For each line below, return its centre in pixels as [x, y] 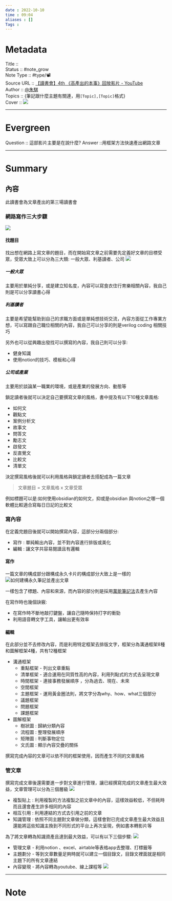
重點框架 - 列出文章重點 [45, 668]
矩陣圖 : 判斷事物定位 [42, 738]
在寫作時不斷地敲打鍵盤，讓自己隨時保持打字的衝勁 [67, 613]
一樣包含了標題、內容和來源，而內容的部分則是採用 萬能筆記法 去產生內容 [81, 591]
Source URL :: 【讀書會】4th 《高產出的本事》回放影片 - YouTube [74, 83]
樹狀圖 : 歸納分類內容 [42, 726]
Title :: [12, 64]
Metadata [26, 50]
